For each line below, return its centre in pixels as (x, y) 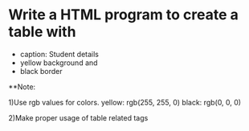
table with (42, 32)
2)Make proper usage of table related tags (78, 117)
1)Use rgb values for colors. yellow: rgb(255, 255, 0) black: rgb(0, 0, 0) (125, 102)
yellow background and (59, 63)
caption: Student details (59, 54)
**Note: (22, 87)
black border (41, 71)
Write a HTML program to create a (123, 15)
